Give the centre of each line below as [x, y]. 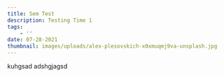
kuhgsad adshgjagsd [37, 66]
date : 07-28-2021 [33, 40]
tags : [15, 27]
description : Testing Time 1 [50, 20]
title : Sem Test [31, 14]
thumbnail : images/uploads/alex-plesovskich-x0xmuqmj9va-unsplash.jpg [112, 46]
